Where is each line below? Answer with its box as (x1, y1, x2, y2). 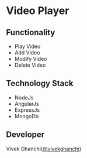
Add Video (14, 49, 40, 56)
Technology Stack (6, 78, 74, 88)
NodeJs (14, 94, 34, 101)
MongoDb (14, 112, 39, 119)
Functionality (6, 28, 55, 37)
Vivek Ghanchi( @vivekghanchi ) (6, 145, 82, 152)
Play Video (14, 43, 41, 50)
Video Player (6, 4, 69, 18)
